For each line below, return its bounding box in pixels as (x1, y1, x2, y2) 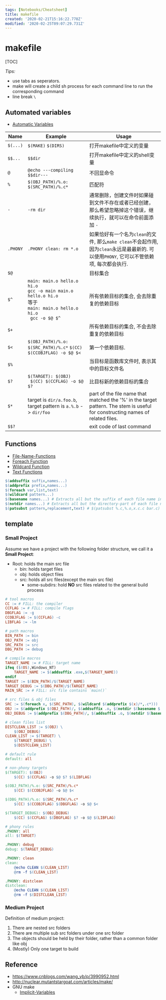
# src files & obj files (5, 697, 56, 702)
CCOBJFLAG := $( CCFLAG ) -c (5, 615, 61, 620)
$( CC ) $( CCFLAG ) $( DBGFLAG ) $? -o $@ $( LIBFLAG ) (14, 815, 116, 820)
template (5, 520, 34, 528)
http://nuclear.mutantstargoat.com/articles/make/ (12, 979, 113, 985)
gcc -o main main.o (28, 288, 74, 294)
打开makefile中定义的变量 (89, 142, 149, 149)
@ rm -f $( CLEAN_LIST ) (14, 870, 58, 875)
